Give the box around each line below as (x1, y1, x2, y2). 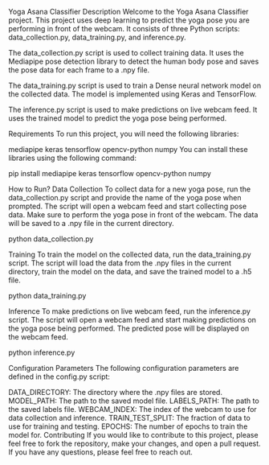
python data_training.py (8, 291, 87, 300)
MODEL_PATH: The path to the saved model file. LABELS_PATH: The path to (8, 396, 259, 405)
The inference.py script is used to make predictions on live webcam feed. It (8, 105, 258, 114)
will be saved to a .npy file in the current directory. (8, 219, 174, 228)
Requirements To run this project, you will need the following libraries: (8, 129, 239, 138)
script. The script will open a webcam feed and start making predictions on (8, 315, 257, 324)
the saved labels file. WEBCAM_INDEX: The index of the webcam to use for (8, 405, 257, 414)
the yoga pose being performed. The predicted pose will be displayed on (8, 323, 250, 333)
